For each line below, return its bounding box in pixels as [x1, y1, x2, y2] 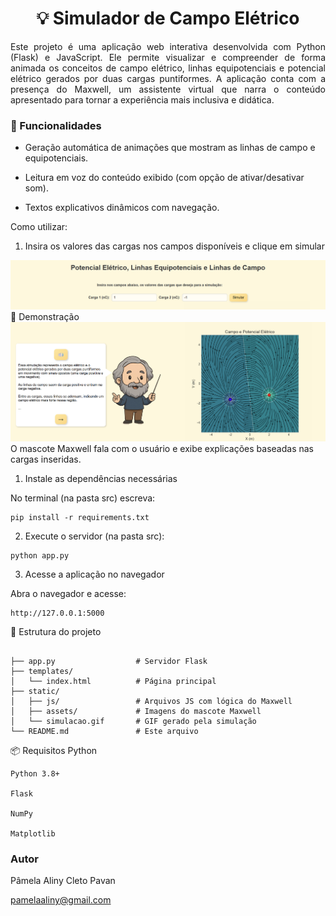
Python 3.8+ [10, 768, 60, 779]
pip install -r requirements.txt [10, 512, 150, 522]
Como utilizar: [10, 221, 68, 233]
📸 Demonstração [10, 310, 80, 322]
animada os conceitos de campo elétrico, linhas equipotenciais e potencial [10, 62, 326, 74]
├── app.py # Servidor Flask [10, 656, 208, 666]
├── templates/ [10, 666, 74, 676]
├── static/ [10, 686, 60, 696]
